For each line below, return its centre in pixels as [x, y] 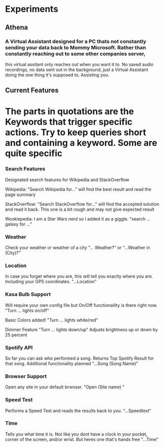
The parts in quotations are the [69, 112]
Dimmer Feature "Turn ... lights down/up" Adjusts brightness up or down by [82, 330]
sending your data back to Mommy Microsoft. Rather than [76, 47]
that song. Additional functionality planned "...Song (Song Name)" [72, 363]
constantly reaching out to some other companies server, [75, 54]
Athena [16, 27]
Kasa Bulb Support [28, 295]
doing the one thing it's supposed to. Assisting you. [57, 74]
